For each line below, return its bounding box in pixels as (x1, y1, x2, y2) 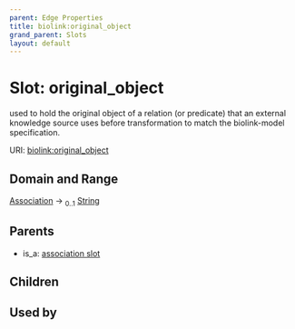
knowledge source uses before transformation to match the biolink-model (9, 117, 285, 128)
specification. (9, 127, 61, 138)
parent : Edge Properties (9, 13, 103, 23)
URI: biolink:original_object (9, 145, 109, 155)
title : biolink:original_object (9, 22, 132, 31)
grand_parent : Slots (9, 30, 88, 39)
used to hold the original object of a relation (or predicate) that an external (9, 108, 287, 119)
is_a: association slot (22, 247, 101, 259)
